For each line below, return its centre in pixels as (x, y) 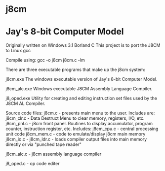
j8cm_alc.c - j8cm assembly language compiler (54, 154)
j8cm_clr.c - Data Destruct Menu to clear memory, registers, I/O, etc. (75, 118)
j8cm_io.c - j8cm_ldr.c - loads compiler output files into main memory (76, 139)
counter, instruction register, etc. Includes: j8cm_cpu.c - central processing (82, 129)
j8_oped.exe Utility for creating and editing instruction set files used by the (81, 98)
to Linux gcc (18, 51)
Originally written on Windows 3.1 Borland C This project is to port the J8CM (83, 45)
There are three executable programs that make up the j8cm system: (75, 69)
